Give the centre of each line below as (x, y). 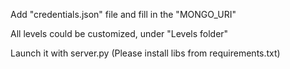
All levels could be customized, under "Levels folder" (119, 33)
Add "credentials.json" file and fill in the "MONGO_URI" (123, 14)
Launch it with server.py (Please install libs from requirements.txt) (145, 53)
